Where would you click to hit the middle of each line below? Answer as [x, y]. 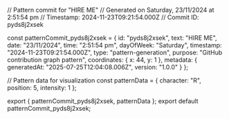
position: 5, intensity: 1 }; [42, 88]
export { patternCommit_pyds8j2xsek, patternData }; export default [103, 101]
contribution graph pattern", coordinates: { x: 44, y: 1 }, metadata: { [102, 60]
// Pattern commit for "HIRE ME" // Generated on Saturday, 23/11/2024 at [111, 10]
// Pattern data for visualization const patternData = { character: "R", [104, 80]
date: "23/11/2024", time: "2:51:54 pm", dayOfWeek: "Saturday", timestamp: [115, 45]
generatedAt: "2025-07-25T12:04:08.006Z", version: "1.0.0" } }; [98, 67]
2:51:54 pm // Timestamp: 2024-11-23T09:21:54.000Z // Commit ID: [103, 17]
